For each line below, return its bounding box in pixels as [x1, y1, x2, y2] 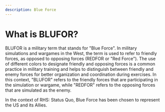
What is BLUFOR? [5, 28, 79, 40]
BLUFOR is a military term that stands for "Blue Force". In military [5, 45, 137, 51]
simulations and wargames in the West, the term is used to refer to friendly [5, 50, 157, 56]
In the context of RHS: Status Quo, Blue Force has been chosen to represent [5, 97, 160, 103]
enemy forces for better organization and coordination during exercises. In [5, 71, 157, 77]
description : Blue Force [5, 7, 56, 12]
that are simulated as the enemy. [5, 87, 72, 93]
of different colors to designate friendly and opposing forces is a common [5, 60, 156, 67]
